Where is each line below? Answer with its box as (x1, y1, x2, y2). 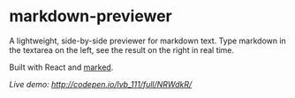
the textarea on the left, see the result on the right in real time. (9, 44, 235, 55)
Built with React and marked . (9, 62, 114, 72)
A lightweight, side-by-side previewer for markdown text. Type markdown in (9, 35, 287, 46)
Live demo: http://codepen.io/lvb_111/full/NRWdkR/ (9, 79, 193, 89)
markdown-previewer (9, 6, 172, 26)
